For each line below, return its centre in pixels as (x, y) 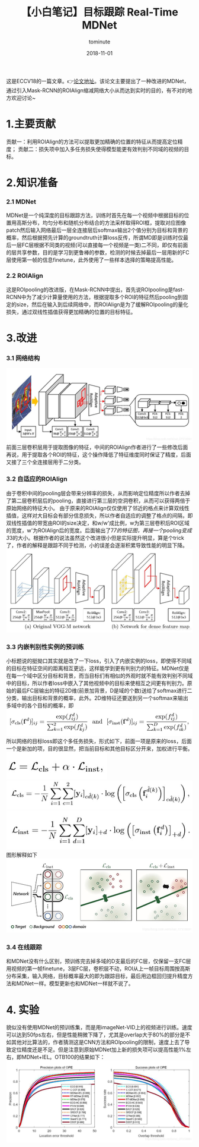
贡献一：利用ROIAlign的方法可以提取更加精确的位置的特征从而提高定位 (92, 142)
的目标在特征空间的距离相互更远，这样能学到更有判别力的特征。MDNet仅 (95, 668)
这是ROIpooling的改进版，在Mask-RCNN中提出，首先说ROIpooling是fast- (95, 290)
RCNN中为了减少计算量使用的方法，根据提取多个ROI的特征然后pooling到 (94, 297)
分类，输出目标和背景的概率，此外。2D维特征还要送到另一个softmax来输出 (97, 698)
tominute (99, 42)
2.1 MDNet (21, 202)
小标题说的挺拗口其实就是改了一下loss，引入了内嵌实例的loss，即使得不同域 (99, 661)
